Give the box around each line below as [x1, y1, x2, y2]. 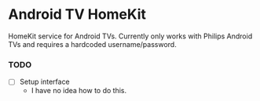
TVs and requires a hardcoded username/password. [8, 39, 177, 49]
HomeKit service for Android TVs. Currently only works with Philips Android [8, 31, 253, 41]
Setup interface [19, 77, 71, 87]
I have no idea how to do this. [31, 86, 127, 96]
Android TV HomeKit [8, 5, 147, 23]
